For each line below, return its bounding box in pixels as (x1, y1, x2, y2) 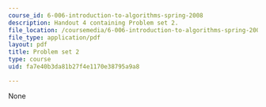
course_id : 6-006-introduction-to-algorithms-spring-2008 (8, 11, 203, 20)
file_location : (8, 26, 59, 34)
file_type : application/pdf (8, 33, 101, 42)
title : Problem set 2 (8, 48, 80, 56)
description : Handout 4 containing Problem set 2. (8, 19, 179, 27)
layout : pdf (8, 41, 47, 49)
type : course (8, 56, 51, 64)
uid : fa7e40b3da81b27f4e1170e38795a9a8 (8, 63, 140, 71)
